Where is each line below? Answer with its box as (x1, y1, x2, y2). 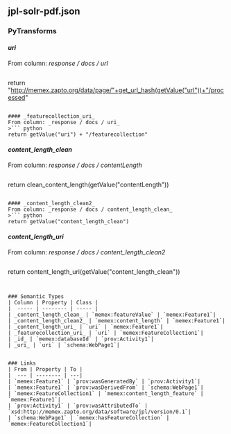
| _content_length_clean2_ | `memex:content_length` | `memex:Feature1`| (8, 317, 226, 324)
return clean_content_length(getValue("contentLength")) (8, 180, 169, 189)
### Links (8, 360, 37, 367)
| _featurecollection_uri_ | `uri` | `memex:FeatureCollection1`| (8, 329, 204, 336)
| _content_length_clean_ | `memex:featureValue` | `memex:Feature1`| (8, 311, 216, 318)
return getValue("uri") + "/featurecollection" (8, 131, 148, 138)
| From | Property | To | (8, 365, 83, 373)
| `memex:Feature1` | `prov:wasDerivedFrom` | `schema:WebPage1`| (8, 384, 204, 391)
